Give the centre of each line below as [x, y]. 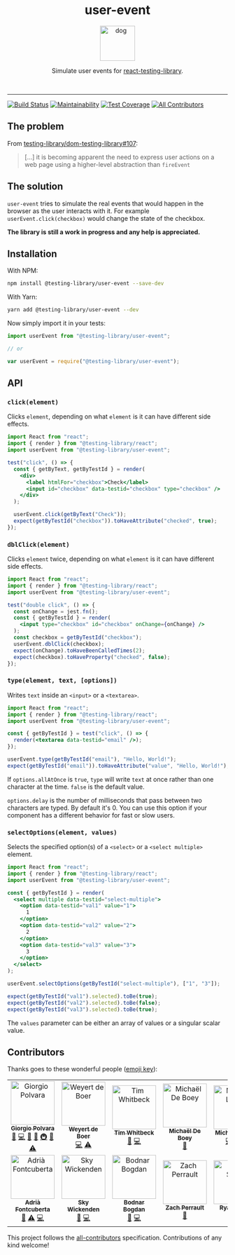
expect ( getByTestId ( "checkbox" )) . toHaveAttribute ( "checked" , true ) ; [115, 521]
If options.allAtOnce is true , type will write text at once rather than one [111, 779]
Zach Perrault [185, 1207]
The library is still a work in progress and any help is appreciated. [104, 232]
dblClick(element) [38, 544]
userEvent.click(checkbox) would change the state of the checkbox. [106, 218]
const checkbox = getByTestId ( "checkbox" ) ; [78, 638]
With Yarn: [22, 297]
